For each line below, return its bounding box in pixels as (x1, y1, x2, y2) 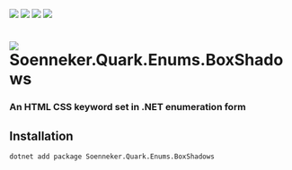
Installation (9, 128, 74, 143)
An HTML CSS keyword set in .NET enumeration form (9, 101, 246, 114)
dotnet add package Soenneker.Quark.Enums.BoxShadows (9, 152, 216, 161)
